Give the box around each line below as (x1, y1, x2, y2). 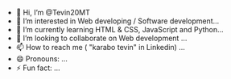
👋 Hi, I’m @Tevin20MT (15, 8, 90, 17)
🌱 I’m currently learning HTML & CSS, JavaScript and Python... (15, 25, 224, 34)
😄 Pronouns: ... (15, 54, 68, 64)
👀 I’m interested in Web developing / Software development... (15, 16, 220, 26)
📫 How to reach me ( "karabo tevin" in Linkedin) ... (15, 43, 185, 52)
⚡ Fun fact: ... (15, 63, 60, 73)
